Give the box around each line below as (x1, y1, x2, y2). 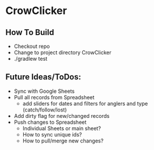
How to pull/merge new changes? (22, 137, 104, 144)
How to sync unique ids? (22, 131, 82, 138)
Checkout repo (13, 43, 50, 50)
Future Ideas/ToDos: (5, 72, 82, 82)
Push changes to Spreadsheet (13, 118, 87, 125)
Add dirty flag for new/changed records (13, 112, 110, 119)
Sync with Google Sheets (13, 88, 75, 95)
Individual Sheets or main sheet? (22, 124, 101, 132)
